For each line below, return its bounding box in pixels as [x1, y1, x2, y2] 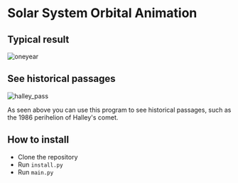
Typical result [7, 33, 70, 46]
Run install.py [17, 160, 63, 169]
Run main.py [17, 167, 54, 176]
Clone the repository [17, 152, 78, 161]
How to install [7, 134, 70, 146]
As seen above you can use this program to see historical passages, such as [7, 105, 232, 114]
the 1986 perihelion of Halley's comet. [7, 113, 119, 122]
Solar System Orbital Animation [7, 5, 198, 21]
